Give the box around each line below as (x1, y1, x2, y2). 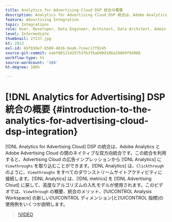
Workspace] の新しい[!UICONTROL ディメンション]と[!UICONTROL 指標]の (5, 195, 164, 201)
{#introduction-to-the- (52, 104, 152, 115)
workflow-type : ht (5, 55, 45, 60)
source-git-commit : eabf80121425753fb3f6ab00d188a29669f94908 (5, 50, 141, 55)
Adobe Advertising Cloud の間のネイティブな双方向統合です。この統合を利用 (5, 150, 166, 156)
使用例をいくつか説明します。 (5, 201, 68, 208)
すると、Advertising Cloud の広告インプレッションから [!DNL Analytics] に (5, 156, 162, 163)
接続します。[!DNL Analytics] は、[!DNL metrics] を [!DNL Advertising (5, 175, 152, 182)
